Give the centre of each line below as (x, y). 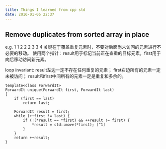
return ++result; (32, 138)
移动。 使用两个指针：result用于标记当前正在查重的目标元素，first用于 (89, 53)
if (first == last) (34, 99)
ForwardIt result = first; (42, 112)
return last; (37, 103)
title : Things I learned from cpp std (45, 10)
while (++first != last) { (42, 116)
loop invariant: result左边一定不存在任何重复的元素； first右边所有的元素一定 (83, 70)
